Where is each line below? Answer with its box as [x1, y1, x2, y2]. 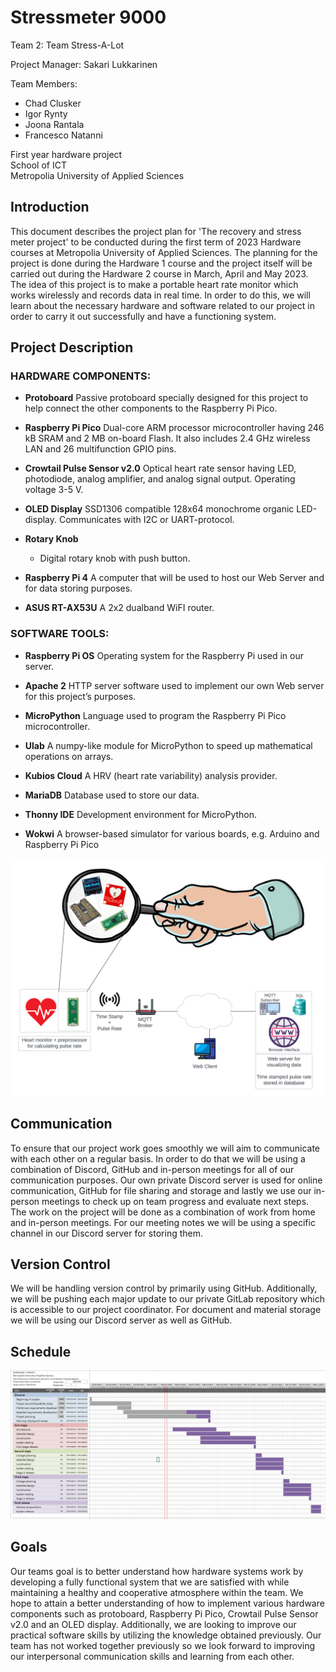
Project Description [10, 339, 134, 356]
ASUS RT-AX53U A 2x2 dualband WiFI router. [24, 602, 215, 614]
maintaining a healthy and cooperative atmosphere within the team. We [10, 1586, 304, 1598]
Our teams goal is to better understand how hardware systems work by [10, 1565, 304, 1577]
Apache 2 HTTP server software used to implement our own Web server [24, 679, 325, 691]
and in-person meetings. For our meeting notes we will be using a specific [10, 1216, 316, 1228]
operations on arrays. [24, 750, 114, 762]
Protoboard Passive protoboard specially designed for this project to [24, 392, 309, 404]
